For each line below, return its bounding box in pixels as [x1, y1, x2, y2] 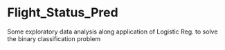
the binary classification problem [7, 34, 101, 42]
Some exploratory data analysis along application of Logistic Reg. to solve [7, 27, 218, 36]
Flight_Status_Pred [7, 5, 119, 21]
